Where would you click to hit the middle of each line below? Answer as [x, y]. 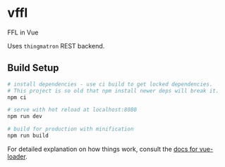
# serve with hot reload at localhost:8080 [72, 110]
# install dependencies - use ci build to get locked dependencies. [110, 84]
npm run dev [25, 116]
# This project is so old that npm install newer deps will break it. [113, 91]
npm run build [28, 135]
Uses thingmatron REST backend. [56, 46]
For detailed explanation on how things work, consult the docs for [103, 149]
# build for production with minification [71, 129]
